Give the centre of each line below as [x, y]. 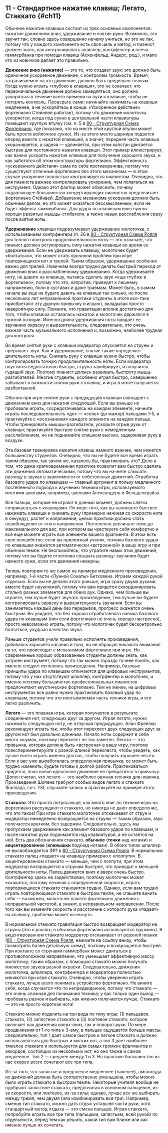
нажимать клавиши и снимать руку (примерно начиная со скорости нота [84, 513]
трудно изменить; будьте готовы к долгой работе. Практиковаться [76, 766]
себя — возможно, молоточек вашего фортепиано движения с [72, 898]
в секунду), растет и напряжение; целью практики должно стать [75, 518]
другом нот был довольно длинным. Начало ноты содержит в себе [77, 734]
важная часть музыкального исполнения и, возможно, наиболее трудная [84, 330]
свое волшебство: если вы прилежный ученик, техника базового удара [82, 539]
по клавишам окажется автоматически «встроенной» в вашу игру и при [83, 545]
